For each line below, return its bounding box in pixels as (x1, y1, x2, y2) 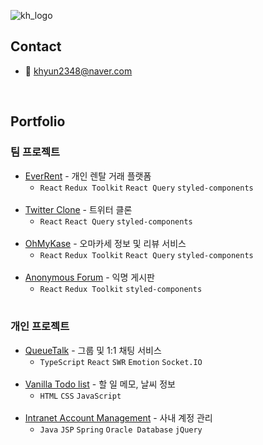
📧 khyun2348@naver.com (24, 65, 133, 77)
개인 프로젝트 (10, 320, 70, 334)
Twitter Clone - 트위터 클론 (24, 203, 133, 215)
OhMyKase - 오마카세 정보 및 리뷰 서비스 (24, 237, 187, 249)
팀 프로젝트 (10, 145, 61, 159)
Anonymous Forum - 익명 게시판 (24, 271, 155, 283)
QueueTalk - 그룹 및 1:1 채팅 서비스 (24, 344, 162, 356)
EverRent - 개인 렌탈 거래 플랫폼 (24, 170, 152, 182)
